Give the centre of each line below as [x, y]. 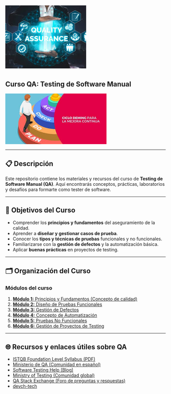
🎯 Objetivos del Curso [40, 210]
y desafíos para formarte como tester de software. [58, 189]
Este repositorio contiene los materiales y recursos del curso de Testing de [84, 179]
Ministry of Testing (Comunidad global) [54, 375]
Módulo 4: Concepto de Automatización [55, 315]
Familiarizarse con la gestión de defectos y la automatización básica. [85, 244]
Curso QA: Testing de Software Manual [68, 84]
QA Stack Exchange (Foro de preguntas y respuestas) [69, 381]
